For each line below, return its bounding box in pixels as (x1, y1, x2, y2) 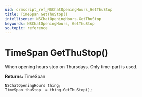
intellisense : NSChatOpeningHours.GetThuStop (5, 16, 101, 21)
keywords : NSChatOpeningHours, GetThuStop (5, 21, 95, 26)
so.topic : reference (5, 26, 48, 31)
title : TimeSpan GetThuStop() (5, 12, 68, 17)
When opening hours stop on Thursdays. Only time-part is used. (5, 64, 138, 70)
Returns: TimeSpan (5, 73, 46, 80)
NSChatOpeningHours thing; (5, 83, 61, 88)
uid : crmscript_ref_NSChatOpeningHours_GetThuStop (5, 7, 113, 12)
